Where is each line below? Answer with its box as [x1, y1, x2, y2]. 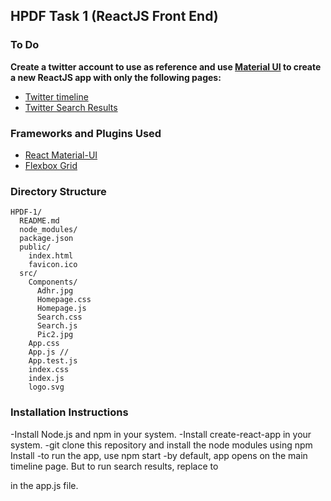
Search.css [36, 312, 83, 323]
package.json [19, 234, 74, 244]
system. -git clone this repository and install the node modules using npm [10, 439, 313, 451]
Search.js [36, 321, 78, 331]
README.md [19, 216, 60, 226]
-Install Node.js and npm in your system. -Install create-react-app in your [10, 428, 312, 440]
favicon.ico [28, 260, 78, 270]
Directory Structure [10, 184, 107, 198]
